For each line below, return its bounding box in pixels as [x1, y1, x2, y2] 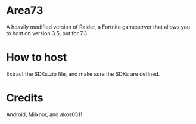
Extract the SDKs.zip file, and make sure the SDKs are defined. [6, 70, 160, 77]
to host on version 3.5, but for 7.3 [6, 29, 88, 36]
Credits [6, 91, 43, 105]
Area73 [6, 4, 43, 17]
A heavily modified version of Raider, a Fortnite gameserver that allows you [6, 23, 191, 30]
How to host [6, 51, 67, 64]
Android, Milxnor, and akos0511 [6, 111, 83, 118]
